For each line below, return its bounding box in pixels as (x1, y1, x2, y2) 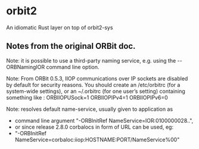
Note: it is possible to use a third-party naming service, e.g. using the (6, 57, 176, 64)
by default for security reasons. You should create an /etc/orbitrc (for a (6, 81, 181, 88)
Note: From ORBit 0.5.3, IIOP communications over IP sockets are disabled (6, 74, 188, 82)
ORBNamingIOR (6, 63, 45, 70)
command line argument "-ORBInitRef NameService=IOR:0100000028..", (14, 117, 194, 124)
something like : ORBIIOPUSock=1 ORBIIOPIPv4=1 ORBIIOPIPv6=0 (6, 94, 168, 101)
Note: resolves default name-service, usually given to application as (6, 105, 173, 113)
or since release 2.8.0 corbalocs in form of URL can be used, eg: (14, 123, 174, 131)
